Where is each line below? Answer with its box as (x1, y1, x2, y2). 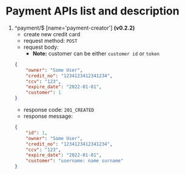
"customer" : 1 (25, 89, 61, 96)
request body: (23, 43, 59, 51)
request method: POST (23, 37, 78, 44)
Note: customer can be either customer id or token (32, 49, 160, 57)
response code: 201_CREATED (23, 106, 95, 113)
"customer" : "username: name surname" (25, 158, 124, 164)
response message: (23, 113, 73, 120)
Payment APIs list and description (5, 4, 180, 18)
